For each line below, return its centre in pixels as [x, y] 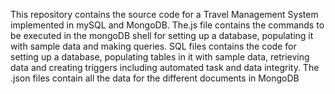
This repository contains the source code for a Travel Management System [164, 14]
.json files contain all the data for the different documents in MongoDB [155, 78]
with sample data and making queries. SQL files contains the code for [153, 46]
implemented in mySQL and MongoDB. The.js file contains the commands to [167, 25]
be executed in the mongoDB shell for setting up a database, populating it [162, 35]
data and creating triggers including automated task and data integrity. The [165, 67]
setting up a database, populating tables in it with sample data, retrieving [160, 57]
